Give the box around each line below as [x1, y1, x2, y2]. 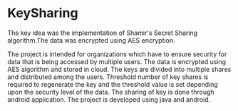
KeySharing [7, 5, 78, 21]
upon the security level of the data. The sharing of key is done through [7, 88, 215, 96]
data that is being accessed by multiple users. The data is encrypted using [7, 57, 227, 65]
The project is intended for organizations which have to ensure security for [7, 50, 227, 58]
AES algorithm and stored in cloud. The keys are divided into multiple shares [7, 65, 232, 73]
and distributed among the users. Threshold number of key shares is [7, 73, 209, 81]
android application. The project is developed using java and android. [7, 95, 211, 104]
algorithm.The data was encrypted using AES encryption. [7, 36, 176, 44]
